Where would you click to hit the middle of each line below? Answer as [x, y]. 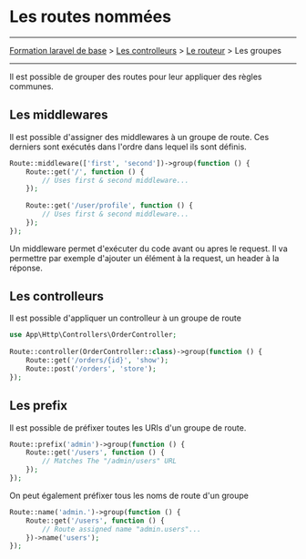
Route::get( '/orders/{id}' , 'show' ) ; [97, 361]
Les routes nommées [90, 17]
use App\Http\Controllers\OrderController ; [93, 335]
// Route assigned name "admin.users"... [122, 529]
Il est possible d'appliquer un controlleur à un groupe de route [125, 318]
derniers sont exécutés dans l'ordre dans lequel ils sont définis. [128, 147]
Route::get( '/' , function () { [85, 172]
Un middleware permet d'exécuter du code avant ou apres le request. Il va [149, 249]
